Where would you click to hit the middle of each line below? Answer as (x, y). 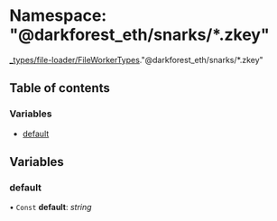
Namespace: (58, 16)
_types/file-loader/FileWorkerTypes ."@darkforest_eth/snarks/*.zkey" (136, 60)
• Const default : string (51, 207)
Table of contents (60, 88)
